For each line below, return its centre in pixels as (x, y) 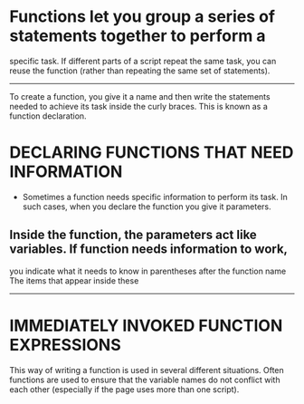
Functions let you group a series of (142, 17)
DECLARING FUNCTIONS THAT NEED (152, 153)
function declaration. (48, 116)
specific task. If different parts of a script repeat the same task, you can (143, 61)
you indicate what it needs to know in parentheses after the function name (148, 271)
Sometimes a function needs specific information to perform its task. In (155, 197)
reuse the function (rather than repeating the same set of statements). (140, 71)
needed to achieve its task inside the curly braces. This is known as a (139, 106)
